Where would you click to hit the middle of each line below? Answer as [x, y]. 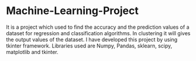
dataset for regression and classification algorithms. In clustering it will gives [98, 33]
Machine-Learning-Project [72, 11]
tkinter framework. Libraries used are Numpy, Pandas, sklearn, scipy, [89, 46]
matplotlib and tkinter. [32, 52]
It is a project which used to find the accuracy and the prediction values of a [98, 27]
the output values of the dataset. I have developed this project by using [92, 39]
